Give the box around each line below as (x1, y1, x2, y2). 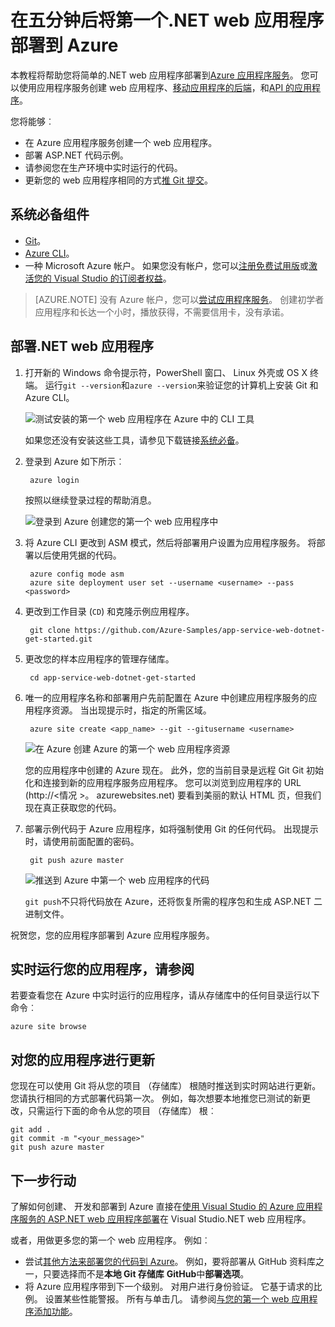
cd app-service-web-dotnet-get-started (29, 672, 196, 683)
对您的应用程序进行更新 (10, 1051, 155, 1068)
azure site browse (10, 1022, 87, 1032)
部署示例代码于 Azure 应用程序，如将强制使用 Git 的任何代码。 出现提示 (24, 822, 319, 835)
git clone (29, 625, 71, 635)
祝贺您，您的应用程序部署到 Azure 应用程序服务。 (10, 929, 215, 941)
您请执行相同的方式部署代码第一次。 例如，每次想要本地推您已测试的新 (10, 1092, 302, 1105)
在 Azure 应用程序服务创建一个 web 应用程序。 (24, 136, 218, 148)
